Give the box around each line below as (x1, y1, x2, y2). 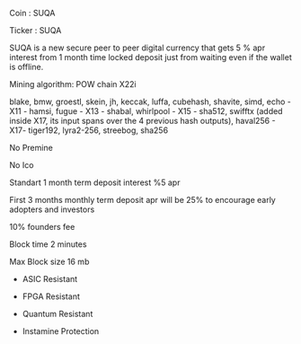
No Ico (9, 160, 34, 170)
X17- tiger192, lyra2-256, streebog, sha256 (9, 125, 169, 136)
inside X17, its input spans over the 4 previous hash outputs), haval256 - (9, 116, 276, 126)
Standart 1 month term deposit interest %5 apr (9, 177, 181, 188)
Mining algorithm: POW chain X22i (9, 79, 137, 89)
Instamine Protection (22, 326, 100, 336)
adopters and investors (9, 204, 95, 215)
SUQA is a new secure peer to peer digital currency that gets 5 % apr (9, 42, 266, 53)
